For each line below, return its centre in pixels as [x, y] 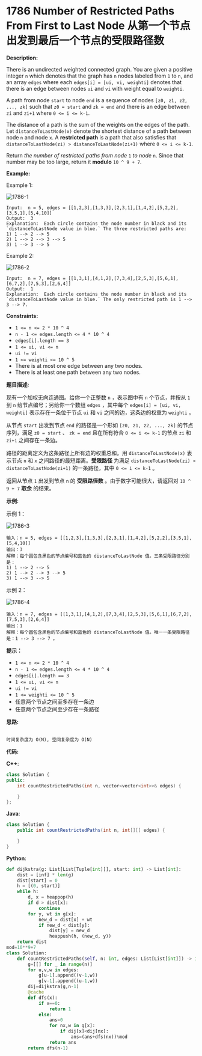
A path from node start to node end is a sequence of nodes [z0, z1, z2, [97, 100]
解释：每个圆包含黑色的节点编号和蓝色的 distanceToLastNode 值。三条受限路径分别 [98, 556]
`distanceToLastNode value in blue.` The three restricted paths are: [96, 229]
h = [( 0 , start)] [39, 886]
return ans [63, 1042]
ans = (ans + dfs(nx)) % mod [99, 1037]
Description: [22, 58]
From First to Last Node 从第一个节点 [98, 26]
